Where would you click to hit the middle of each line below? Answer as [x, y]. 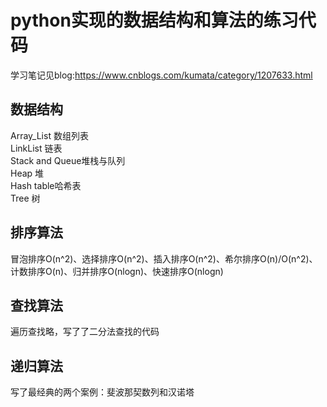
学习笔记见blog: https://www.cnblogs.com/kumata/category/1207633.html [161, 75]
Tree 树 [25, 198]
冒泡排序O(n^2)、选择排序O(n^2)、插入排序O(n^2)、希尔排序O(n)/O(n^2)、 [164, 258]
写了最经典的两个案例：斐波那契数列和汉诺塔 [102, 392]
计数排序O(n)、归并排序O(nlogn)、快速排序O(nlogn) [117, 271]
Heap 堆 [27, 173]
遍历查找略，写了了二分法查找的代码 [85, 332]
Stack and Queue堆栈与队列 [68, 160]
